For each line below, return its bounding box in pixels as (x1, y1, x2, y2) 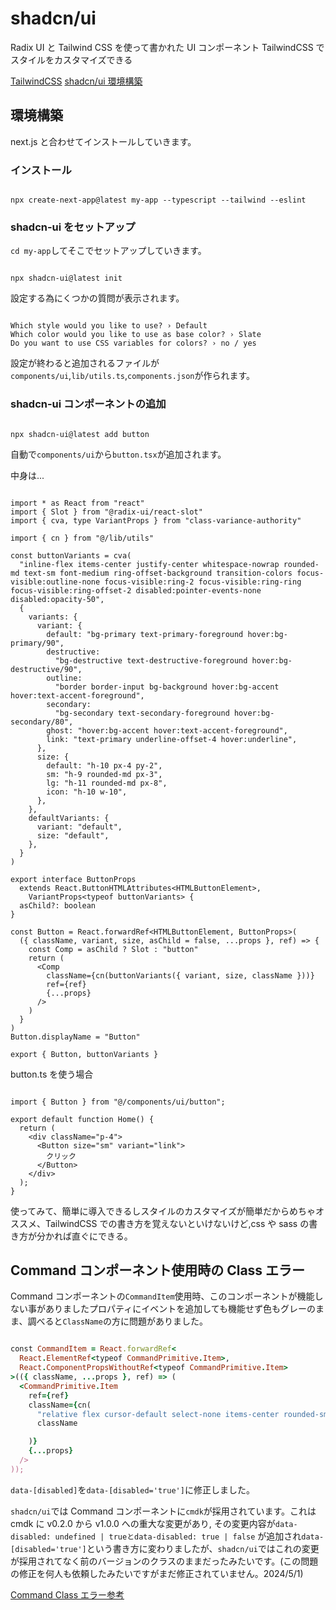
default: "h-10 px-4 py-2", (46, 760, 163, 771)
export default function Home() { (10, 1114, 155, 1124)
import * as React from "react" (10, 498, 145, 508)
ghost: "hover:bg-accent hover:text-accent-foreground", (46, 725, 288, 736)
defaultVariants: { (28, 813, 110, 823)
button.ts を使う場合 (10, 1068, 94, 1080)
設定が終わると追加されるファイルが (10, 357, 160, 369)
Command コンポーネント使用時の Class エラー (10, 1262, 306, 1279)
